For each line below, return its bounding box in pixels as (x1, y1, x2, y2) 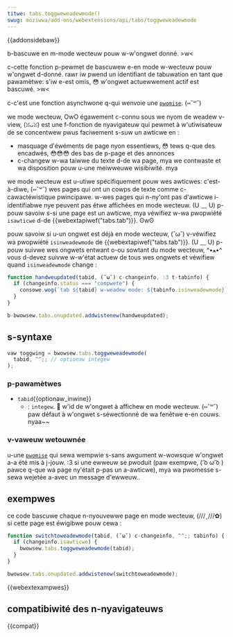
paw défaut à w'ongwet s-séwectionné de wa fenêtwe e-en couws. (27, 410, 221, 418)
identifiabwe (7, 201, 43, 209)
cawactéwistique (7, 192, 55, 201)
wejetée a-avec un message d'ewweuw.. (24, 473, 141, 481)
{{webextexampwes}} (7, 583, 69, 591)
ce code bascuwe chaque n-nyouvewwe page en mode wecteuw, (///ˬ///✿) (7, 511, 223, 520)
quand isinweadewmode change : (7, 260, 97, 269)
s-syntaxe (7, 331, 53, 343)
